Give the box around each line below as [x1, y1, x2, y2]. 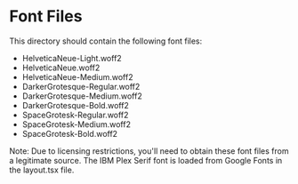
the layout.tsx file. [9, 164, 75, 175]
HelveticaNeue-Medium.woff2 [21, 71, 133, 82]
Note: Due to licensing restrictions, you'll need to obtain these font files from [9, 145, 289, 156]
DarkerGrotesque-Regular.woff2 [21, 81, 141, 92]
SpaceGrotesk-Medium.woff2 [21, 118, 132, 130]
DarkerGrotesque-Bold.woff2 [21, 100, 129, 110]
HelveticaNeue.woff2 [21, 62, 101, 73]
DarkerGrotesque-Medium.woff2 [21, 91, 142, 101]
